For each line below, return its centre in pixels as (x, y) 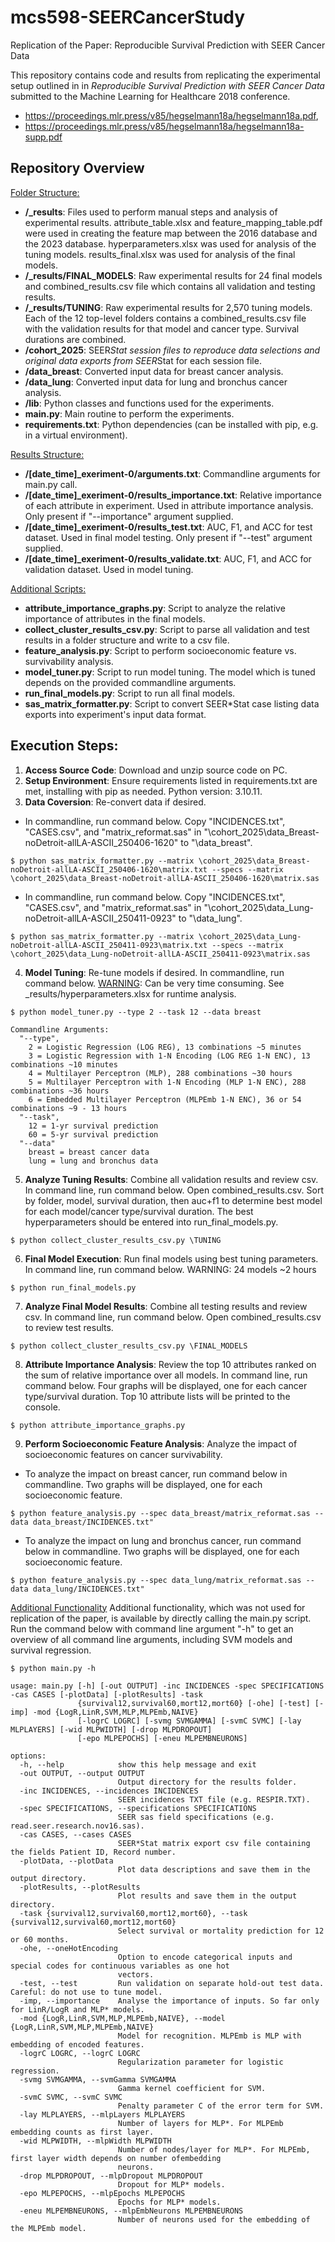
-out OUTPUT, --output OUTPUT (82, 1773)
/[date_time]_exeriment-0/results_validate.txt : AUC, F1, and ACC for (168, 558)
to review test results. (69, 1327)
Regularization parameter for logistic (200, 2062)
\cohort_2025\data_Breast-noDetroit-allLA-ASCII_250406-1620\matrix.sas (165, 878)
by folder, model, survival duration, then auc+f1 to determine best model (173, 1200)
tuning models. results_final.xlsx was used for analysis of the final (160, 254)
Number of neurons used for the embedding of (214, 2219)
